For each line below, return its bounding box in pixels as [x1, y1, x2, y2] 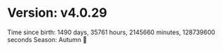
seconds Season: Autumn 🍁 [7, 35, 88, 43]
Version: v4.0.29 [7, 5, 107, 21]
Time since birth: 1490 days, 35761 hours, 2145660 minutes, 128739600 [7, 28, 216, 36]
